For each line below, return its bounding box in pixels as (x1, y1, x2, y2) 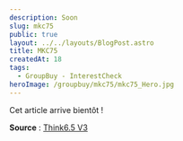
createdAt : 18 (9, 55, 63, 64)
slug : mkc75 (9, 22, 54, 31)
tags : (9, 64, 30, 73)
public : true (9, 30, 58, 39)
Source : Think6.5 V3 (9, 122, 88, 133)
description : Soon (9, 13, 78, 22)
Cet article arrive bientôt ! (9, 104, 104, 115)
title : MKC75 (9, 47, 58, 56)
